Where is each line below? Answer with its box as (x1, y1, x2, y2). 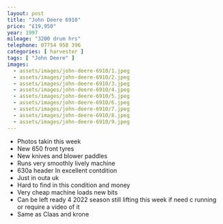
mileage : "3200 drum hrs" (7, 36, 81, 42)
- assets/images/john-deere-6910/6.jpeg (13, 99, 130, 106)
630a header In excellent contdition (16, 166, 118, 175)
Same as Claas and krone (16, 210, 90, 218)
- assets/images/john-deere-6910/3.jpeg (13, 80, 130, 87)
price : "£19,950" (7, 23, 57, 29)
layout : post (7, 10, 44, 17)
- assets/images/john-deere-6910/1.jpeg (13, 67, 130, 74)
